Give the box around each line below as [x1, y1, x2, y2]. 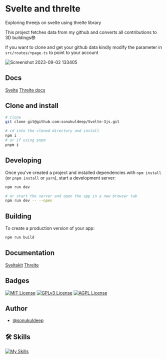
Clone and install [5, 101, 59, 110]
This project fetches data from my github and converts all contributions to [5, 29, 157, 35]
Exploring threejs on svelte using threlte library [5, 19, 101, 25]
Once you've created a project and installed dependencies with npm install [5, 169, 161, 175]
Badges [5, 276, 29, 285]
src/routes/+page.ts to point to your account [5, 49, 98, 55]
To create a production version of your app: [5, 225, 95, 231]
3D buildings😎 [5, 34, 36, 40]
